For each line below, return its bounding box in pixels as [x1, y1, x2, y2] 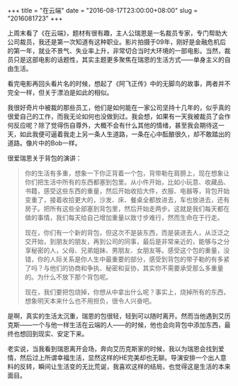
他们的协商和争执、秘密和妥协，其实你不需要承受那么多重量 [49, 264, 224, 272]
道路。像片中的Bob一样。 [7, 139, 81, 147]
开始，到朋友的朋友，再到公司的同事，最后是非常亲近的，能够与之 [30, 237, 224, 246]
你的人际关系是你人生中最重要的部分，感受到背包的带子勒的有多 [37, 255, 224, 263]
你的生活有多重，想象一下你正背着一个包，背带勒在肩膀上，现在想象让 [24, 169, 230, 177]
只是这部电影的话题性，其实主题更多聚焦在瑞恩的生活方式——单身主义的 [13, 55, 225, 64]
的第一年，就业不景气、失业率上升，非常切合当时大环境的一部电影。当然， [7, 47, 225, 55]
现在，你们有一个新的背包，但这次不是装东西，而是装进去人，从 [24, 228, 211, 236]
